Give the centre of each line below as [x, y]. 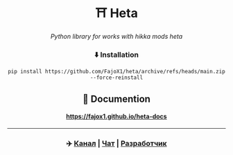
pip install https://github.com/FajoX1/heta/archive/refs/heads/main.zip [116, 72]
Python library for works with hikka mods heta [116, 36]
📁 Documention [116, 99]
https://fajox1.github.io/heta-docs [116, 116]
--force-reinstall [116, 78]
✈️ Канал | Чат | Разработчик [116, 143]
